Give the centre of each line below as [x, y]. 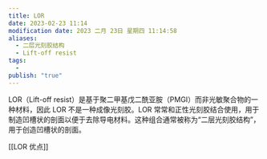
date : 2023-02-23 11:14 [48, 23]
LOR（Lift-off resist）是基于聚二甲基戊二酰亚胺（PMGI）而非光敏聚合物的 [129, 99]
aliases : [23, 38]
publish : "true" [35, 75]
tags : [17, 61]
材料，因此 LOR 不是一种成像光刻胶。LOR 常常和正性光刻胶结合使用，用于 [137, 109]
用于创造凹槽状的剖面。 [47, 129]
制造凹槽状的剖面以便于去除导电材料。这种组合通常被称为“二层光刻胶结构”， [134, 119]
